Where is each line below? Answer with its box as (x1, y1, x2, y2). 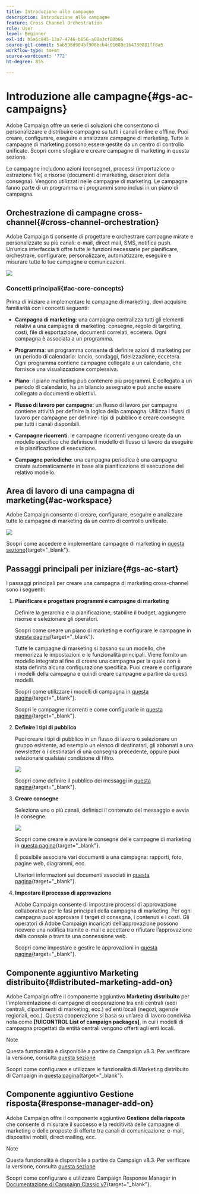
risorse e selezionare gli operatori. (14, 615, 99, 623)
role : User (6, 25, 33, 32)
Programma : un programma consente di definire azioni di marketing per (14, 347, 191, 354)
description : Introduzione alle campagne (6, 14, 110, 20)
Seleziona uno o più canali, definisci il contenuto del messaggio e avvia (14, 806, 189, 814)
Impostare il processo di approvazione (14, 889, 112, 896)
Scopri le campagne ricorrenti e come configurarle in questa (14, 706, 163, 713)
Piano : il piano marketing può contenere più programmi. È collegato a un (14, 377, 192, 384)
